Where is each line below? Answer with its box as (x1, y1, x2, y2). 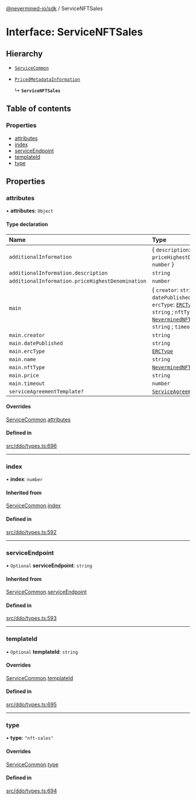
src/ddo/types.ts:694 (6, 787, 57, 794)
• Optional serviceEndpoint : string (6, 562, 92, 569)
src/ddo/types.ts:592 (6, 528, 57, 535)
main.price (9, 372, 39, 379)
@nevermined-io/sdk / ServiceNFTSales (6, 5, 103, 12)
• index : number (6, 476, 43, 483)
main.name (9, 356, 36, 362)
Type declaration (6, 221, 48, 228)
